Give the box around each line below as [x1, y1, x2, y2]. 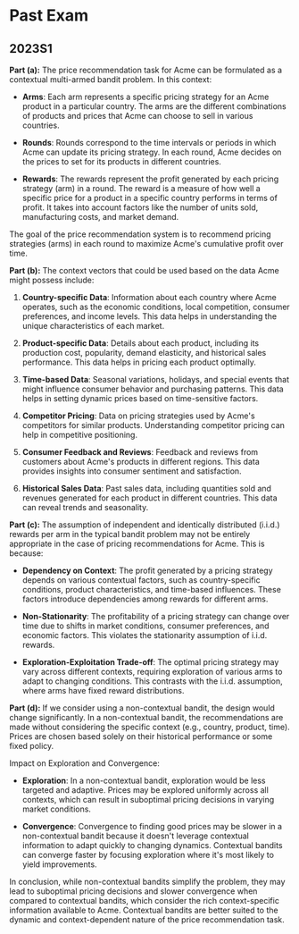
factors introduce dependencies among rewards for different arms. [21, 593, 269, 604]
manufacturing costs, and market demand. [21, 212, 179, 222]
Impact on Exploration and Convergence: [9, 758, 161, 769]
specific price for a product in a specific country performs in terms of [21, 193, 278, 203]
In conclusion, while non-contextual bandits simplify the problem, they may [9, 877, 286, 887]
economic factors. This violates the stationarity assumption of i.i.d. [21, 630, 268, 640]
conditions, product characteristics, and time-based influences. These [21, 585, 281, 594]
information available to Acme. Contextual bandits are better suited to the [9, 905, 278, 915]
